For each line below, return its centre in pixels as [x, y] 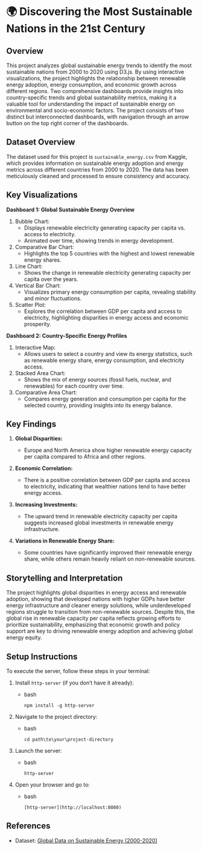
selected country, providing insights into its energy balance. [98, 405]
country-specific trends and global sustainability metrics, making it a [91, 98]
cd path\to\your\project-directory [68, 740]
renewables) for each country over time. [74, 386]
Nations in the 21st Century [76, 29]
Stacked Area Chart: [40, 373]
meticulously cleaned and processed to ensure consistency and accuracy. [99, 176]
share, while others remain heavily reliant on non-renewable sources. [110, 559]
